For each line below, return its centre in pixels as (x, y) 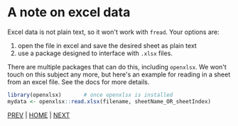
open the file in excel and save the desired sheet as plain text (107, 45)
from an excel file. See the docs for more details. (79, 81)
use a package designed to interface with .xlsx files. (95, 53)
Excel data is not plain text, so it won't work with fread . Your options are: (113, 32)
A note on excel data (69, 12)
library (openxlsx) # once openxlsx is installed (90, 95)
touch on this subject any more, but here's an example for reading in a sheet (119, 74)
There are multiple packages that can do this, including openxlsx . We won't (117, 67)
